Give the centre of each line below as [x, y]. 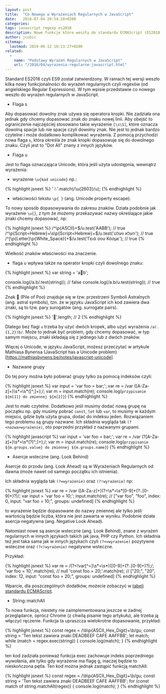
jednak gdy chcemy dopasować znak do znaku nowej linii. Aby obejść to [79, 119]
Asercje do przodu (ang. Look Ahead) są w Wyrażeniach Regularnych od [79, 466]
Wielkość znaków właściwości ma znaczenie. [51, 254]
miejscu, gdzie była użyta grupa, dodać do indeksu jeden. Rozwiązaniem [79, 417]
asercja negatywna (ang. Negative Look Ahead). [54, 521]
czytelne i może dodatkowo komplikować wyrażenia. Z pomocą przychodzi [82, 135]
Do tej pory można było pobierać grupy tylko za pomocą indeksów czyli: [79, 377]
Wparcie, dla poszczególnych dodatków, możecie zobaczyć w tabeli [75, 586]
